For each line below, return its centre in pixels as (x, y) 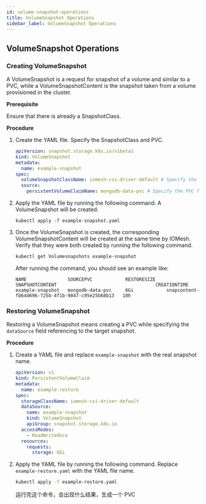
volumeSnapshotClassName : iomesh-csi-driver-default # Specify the (109, 180)
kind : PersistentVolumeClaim (52, 379)
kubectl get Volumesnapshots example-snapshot (76, 257)
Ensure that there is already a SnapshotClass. (64, 116)
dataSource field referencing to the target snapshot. (71, 331)
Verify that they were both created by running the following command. (104, 245)
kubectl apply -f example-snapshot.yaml (67, 221)
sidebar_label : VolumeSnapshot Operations (61, 23)
